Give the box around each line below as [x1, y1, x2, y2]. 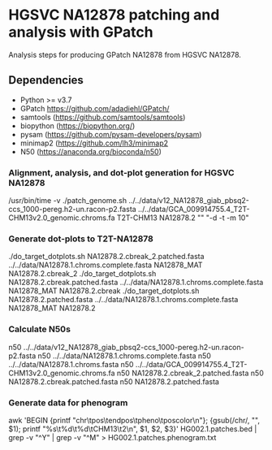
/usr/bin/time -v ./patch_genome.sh [8, 196, 127, 206]
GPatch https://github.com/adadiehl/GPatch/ [19, 103, 170, 113]
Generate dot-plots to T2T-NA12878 [8, 233, 154, 244]
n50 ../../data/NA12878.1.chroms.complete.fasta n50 [37, 351, 211, 361]
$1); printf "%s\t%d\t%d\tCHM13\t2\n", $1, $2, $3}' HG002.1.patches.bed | [8, 424, 257, 434]
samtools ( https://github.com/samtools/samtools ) [19, 112, 186, 122]
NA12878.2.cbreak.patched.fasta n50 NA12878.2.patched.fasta [8, 376, 219, 387]
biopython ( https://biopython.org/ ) [19, 120, 136, 131]
